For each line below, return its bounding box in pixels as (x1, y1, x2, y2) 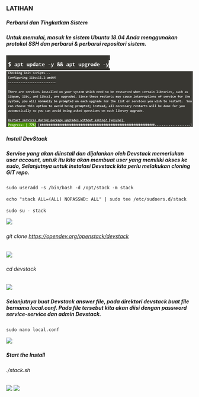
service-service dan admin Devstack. (6, 310, 102, 318)
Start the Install (6, 351, 46, 358)
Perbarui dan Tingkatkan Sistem (6, 19, 88, 26)
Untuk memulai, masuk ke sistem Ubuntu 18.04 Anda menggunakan (6, 34, 178, 41)
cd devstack (6, 265, 37, 272)
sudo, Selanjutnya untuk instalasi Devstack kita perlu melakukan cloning (6, 163, 191, 170)
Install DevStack (6, 135, 48, 142)
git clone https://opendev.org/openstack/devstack (6, 233, 129, 240)
